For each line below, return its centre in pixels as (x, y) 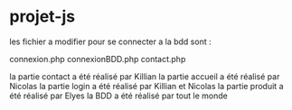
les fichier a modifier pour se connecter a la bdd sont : (110, 41)
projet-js (42, 17)
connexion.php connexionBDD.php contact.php (98, 59)
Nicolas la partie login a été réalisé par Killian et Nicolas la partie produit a (146, 86)
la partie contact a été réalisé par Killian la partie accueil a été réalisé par (145, 76)
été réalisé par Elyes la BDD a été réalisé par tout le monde (118, 96)
